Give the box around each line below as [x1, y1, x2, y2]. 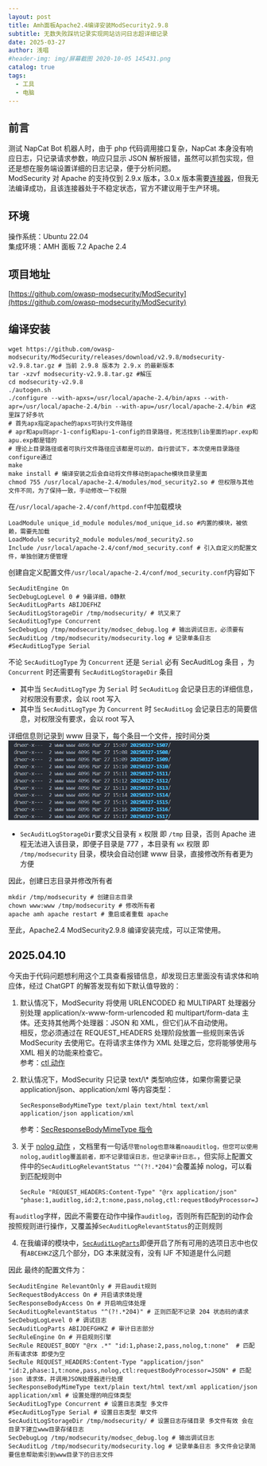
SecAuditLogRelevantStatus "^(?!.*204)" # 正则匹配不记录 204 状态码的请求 [8, 1307, 249, 1315]
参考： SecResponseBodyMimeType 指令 [19, 1124, 153, 1134]
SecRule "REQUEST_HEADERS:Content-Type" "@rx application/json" [19, 1188, 238, 1196]
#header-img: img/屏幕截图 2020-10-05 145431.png [8, 55, 171, 63]
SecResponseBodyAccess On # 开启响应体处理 [8, 1299, 146, 1307]
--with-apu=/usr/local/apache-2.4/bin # [114, 403, 250, 411]
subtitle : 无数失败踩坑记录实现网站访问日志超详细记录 [8, 29, 168, 37]
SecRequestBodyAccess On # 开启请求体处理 [8, 1291, 143, 1299]
